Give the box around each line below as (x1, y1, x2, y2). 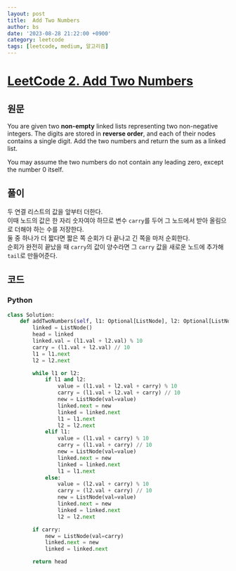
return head (32, 558, 68, 565)
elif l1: (44, 428, 71, 435)
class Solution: (7, 311, 55, 318)
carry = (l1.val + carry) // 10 (57, 442, 152, 449)
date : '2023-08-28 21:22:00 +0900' (7, 29, 112, 37)
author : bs (7, 23, 39, 30)
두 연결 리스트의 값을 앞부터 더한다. (7, 207, 103, 216)
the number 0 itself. (7, 166, 64, 173)
